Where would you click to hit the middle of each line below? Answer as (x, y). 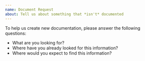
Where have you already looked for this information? (65, 48)
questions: (16, 33)
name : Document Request (29, 10)
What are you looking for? (38, 42)
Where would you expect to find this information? (62, 53)
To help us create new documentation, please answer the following (73, 28)
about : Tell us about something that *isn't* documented (64, 14)
